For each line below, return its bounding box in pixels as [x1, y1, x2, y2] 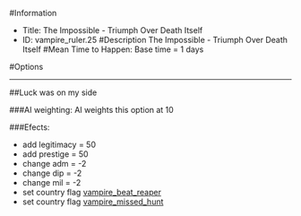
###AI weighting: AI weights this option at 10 [9, 105, 175, 115]
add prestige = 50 [21, 149, 89, 160]
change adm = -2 [21, 159, 87, 168]
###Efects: [9, 122, 50, 133]
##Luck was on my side [9, 87, 98, 98]
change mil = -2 [21, 177, 82, 187]
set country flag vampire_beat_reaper [21, 187, 161, 197]
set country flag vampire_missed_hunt [21, 196, 164, 207]
